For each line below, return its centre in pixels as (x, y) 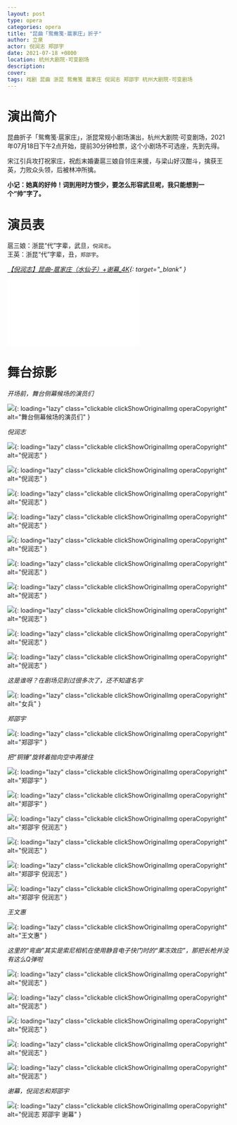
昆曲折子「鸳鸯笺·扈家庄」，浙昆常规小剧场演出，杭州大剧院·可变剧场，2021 (116, 137)
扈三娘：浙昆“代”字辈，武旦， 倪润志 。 (61, 246)
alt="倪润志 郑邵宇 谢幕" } (45, 1114)
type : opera (25, 20)
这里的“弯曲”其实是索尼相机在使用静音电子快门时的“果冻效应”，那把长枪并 (115, 951)
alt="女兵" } (24, 704)
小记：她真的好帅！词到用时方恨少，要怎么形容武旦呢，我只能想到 (103, 185)
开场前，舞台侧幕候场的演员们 (50, 394)
